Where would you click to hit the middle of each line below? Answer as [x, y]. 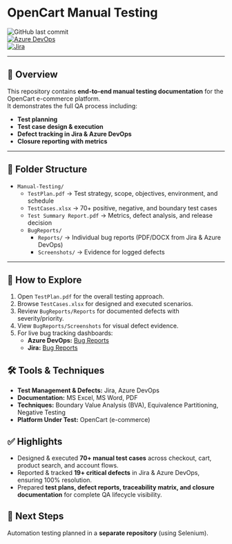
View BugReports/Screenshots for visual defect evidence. [98, 326]
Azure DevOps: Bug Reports [68, 341]
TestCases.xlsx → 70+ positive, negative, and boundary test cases [122, 208]
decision [40, 223]
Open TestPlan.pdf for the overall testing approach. [90, 296]
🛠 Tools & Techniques [56, 370]
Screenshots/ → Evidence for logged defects [101, 252]
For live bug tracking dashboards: [65, 333]
